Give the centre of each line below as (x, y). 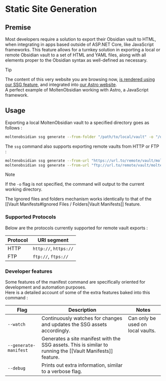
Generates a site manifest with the (81, 339)
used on (138, 325)
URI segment (53, 240)
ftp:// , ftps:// (51, 256)
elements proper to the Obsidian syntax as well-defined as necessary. (76, 60)
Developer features (29, 271)
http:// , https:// (53, 248)
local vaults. (142, 331)
